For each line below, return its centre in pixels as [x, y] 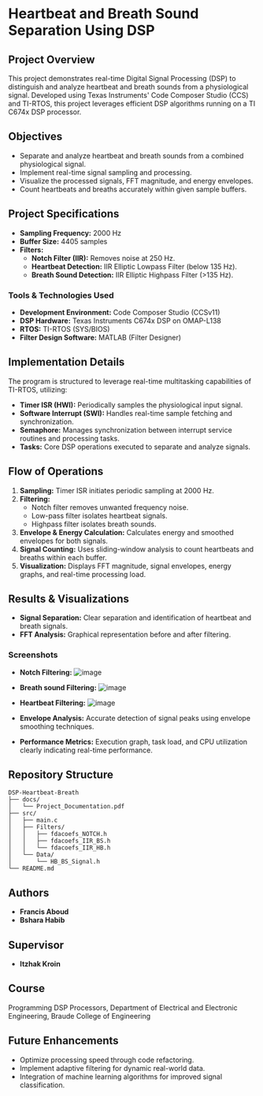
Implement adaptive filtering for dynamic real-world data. [112, 1068]
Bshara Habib [42, 920]
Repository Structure [61, 775]
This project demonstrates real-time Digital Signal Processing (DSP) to [122, 78]
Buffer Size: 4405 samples [63, 241]
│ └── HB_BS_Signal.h [54, 862]
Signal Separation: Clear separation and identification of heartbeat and [135, 618]
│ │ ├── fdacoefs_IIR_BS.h [59, 841]
